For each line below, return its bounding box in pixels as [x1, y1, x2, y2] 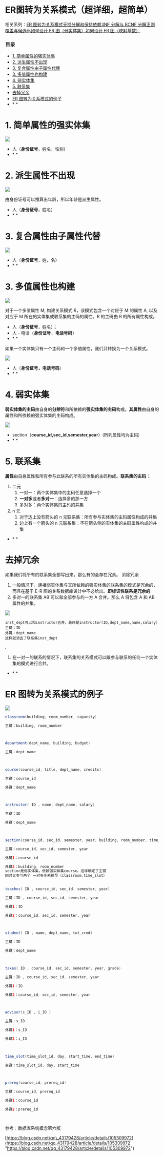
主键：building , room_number [5, 723, 62, 728]
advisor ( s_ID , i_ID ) [5, 1010, 51, 1015]
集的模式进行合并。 [12, 660, 51, 666]
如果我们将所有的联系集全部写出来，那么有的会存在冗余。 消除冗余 [5, 572, 139, 578]
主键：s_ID [5, 1019, 25, 1024]
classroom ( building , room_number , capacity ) [5, 714, 97, 719]
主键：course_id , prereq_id [5, 1089, 60, 1094]
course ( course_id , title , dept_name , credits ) [5, 767, 102, 772]
